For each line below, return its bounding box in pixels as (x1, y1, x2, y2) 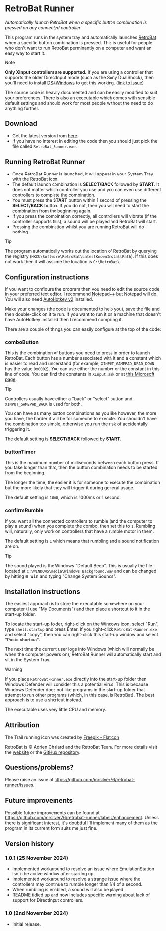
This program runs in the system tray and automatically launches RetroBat (5, 34, 156, 40)
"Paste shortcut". (5, 637, 40, 642)
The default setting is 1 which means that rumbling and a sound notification (5, 538, 159, 544)
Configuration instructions (5, 273, 89, 281)
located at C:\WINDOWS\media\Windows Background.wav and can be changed (5, 568, 157, 574)
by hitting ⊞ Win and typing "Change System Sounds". (5, 573, 117, 579)
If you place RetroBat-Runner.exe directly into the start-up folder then (5, 676, 147, 682)
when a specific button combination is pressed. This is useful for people (5, 39, 153, 45)
